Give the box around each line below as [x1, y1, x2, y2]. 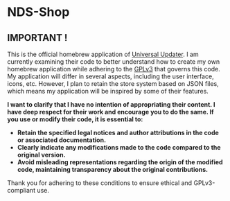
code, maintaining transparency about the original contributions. [17, 166, 209, 173]
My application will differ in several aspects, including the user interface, [7, 72, 214, 80]
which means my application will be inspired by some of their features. [7, 87, 209, 95]
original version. [17, 150, 66, 159]
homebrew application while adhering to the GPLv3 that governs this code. [7, 65, 220, 73]
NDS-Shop [7, 4, 70, 20]
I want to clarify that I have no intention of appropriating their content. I [7, 101, 215, 108]
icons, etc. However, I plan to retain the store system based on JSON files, [7, 80, 220, 87]
